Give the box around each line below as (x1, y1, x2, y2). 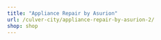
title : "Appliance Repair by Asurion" (7, 9, 118, 17)
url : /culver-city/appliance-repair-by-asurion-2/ (7, 16, 155, 23)
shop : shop (7, 22, 38, 29)
